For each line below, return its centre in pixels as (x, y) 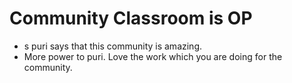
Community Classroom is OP (131, 18)
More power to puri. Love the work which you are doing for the (153, 56)
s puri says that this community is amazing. (113, 46)
